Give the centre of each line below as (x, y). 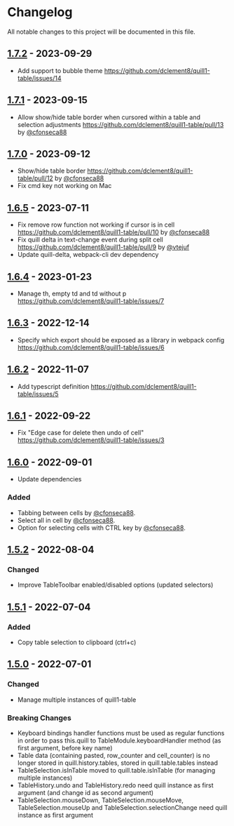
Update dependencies (49, 479)
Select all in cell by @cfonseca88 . (66, 520)
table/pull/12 (35, 178)
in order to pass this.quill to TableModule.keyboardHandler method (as (119, 740)
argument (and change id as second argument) (85, 792)
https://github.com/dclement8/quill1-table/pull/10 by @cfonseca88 (113, 232)
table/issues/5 (38, 394)
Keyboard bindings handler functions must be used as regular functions (121, 733)
